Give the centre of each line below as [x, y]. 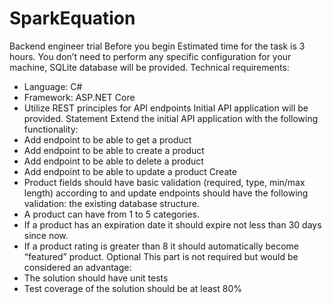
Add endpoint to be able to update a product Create [130, 171]
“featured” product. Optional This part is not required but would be [161, 256]
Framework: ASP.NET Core [79, 97]
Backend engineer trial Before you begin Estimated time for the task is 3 [157, 46]
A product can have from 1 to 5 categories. [112, 214]
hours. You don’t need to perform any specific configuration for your [150, 56]
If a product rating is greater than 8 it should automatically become [161, 246]
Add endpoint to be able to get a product [107, 139]
